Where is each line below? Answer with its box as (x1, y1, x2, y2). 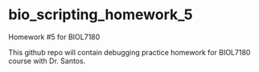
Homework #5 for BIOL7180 (8, 32, 101, 42)
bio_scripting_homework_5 (8, 6, 193, 24)
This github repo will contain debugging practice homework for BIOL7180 (8, 47, 251, 57)
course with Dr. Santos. (8, 56, 86, 66)
